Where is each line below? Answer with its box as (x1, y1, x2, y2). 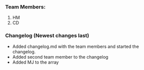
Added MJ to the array (12, 59, 59, 65)
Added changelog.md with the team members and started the (12, 43, 140, 49)
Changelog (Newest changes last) (5, 32, 90, 39)
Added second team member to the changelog (12, 54, 109, 60)
